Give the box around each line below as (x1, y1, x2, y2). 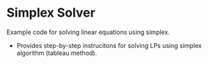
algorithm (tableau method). (16, 49, 98, 57)
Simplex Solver (6, 5, 95, 21)
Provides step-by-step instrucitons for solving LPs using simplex (16, 41, 202, 49)
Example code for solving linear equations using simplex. (6, 28, 170, 36)
